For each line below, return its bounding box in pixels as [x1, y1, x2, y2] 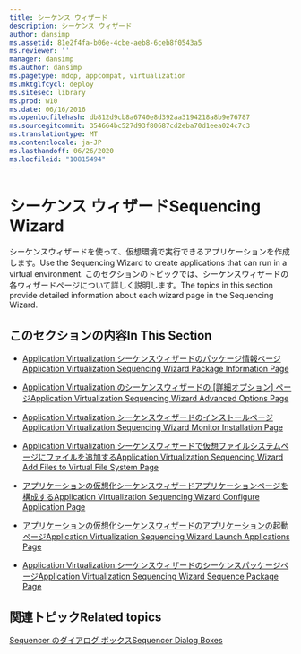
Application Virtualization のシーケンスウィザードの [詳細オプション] [21, 382, 274, 392]
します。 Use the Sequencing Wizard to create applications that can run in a [9, 257, 288, 269]
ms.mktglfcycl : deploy [9, 80, 94, 89]
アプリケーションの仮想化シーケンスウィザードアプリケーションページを [21, 480, 289, 491]
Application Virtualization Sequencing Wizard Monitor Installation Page [21, 422, 284, 433]
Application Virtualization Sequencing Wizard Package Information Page [21, 364, 289, 374]
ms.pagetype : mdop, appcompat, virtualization [9, 72, 186, 81]
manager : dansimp [9, 55, 74, 64]
